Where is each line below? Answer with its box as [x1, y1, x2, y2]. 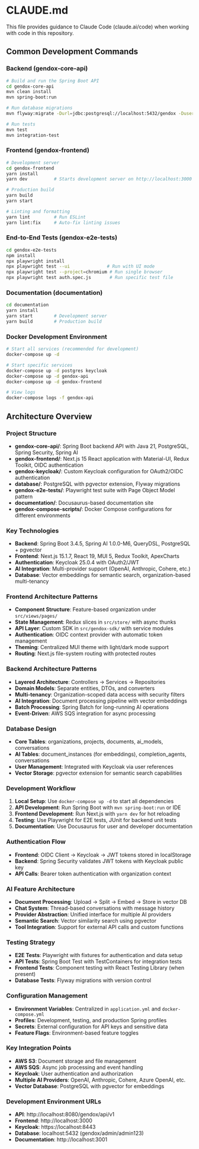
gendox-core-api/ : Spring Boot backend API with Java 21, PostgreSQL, [14, 442, 189, 450]
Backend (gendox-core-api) [6, 65, 88, 73]
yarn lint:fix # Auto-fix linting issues [6, 220, 120, 226]
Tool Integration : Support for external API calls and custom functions [14, 923, 184, 930]
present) [14, 971, 36, 978]
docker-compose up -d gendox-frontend [6, 378, 102, 385]
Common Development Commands [6, 47, 138, 57]
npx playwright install [6, 258, 65, 264]
